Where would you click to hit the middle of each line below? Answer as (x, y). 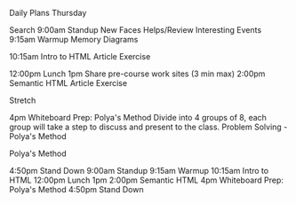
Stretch (23, 100)
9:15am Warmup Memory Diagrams (74, 39)
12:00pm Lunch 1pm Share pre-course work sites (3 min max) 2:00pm (137, 74)
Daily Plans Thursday (48, 13)
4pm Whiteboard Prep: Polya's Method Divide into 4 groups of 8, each (138, 117)
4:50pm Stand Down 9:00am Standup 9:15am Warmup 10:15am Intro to (139, 171)
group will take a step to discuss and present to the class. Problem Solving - (148, 127)
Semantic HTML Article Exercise (68, 83)
